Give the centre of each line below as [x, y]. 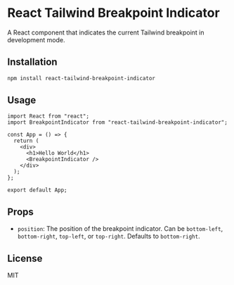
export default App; [38, 190]
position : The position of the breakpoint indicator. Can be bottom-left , [120, 229]
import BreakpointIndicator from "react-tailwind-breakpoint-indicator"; [118, 122]
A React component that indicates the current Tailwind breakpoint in [106, 32]
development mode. [36, 39]
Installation [32, 62]
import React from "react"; [48, 116]
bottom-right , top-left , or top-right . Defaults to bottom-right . [109, 236]
